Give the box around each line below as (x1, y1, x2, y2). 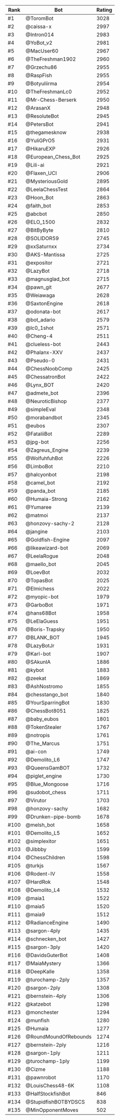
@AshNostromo (25, 683, 63, 690)
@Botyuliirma (25, 80, 57, 87)
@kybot (25, 667, 44, 673)
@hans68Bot (25, 610, 56, 616)
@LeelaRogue (25, 552, 58, 559)
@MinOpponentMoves (25, 1106, 78, 1113)
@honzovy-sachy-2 (25, 520, 75, 527)
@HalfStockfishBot (25, 1090, 70, 1097)
